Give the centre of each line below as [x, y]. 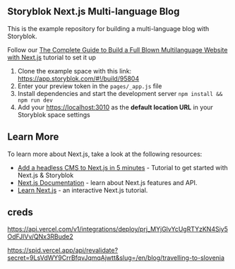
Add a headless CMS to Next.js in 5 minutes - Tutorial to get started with [122, 167]
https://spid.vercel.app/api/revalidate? [63, 251]
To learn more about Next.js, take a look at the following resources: [105, 154]
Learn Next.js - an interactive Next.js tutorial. [83, 190]
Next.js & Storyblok [46, 175]
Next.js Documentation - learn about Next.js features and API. [107, 182]
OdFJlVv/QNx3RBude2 [41, 237]
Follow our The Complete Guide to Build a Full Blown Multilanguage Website [117, 49]
